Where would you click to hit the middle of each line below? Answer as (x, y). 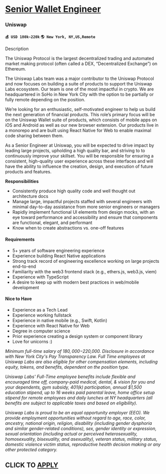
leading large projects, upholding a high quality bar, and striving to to (75, 151)
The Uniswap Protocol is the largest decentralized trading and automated (80, 59)
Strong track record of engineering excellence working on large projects (86, 261)
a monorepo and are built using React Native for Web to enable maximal (78, 131)
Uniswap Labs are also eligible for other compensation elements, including (82, 362)
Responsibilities (22, 181)
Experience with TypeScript (41, 277)
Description (17, 49)
